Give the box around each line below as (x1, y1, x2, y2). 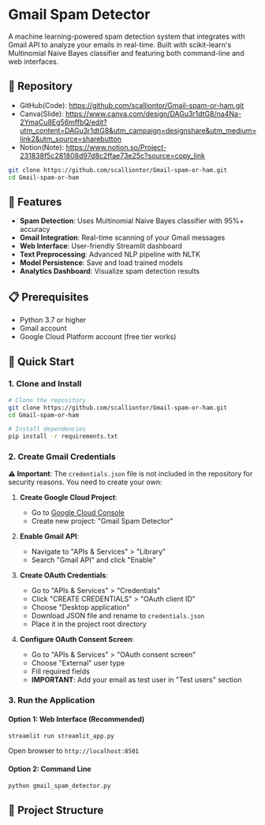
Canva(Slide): (19, 109, 65, 118)
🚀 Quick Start (8, 355, 75, 368)
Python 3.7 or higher (19, 315, 87, 325)
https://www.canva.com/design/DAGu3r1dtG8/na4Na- (65, 109, 242, 118)
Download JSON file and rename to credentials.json (31, 611, 205, 621)
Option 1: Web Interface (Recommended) (8, 715, 145, 723)
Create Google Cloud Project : (19, 493, 118, 502)
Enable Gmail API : (19, 532, 80, 541)
